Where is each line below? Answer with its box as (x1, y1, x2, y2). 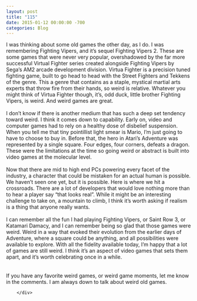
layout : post (6, 8, 38, 15)
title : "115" (6, 14, 38, 20)
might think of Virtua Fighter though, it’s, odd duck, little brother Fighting (6, 91, 181, 98)
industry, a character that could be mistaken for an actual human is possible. (6, 172, 191, 179)
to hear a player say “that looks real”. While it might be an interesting (6, 191, 171, 198)
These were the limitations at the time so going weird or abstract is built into (6, 148, 189, 155)
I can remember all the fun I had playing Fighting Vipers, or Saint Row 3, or (6, 216, 186, 223)
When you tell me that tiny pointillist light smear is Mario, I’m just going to (6, 129, 183, 136)
